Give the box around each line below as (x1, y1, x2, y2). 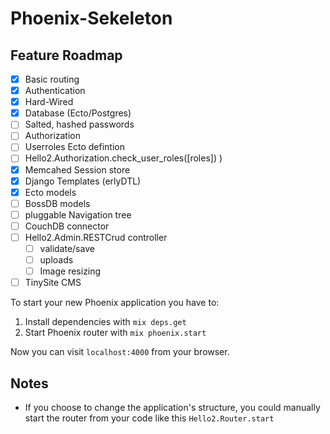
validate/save (39, 242, 95, 254)
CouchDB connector (24, 220, 110, 232)
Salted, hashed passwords (24, 118, 135, 131)
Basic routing (24, 73, 80, 85)
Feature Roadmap (10, 47, 123, 64)
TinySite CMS (24, 277, 82, 289)
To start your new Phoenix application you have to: (10, 297, 220, 309)
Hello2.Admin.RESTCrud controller (24, 231, 168, 243)
